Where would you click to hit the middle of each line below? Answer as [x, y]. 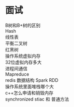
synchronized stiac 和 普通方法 [37, 99]
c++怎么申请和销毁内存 [29, 93]
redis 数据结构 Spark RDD [32, 80]
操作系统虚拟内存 [23, 56]
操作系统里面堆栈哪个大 [29, 86]
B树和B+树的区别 [23, 25]
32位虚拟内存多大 [23, 62]
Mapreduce [17, 74]
